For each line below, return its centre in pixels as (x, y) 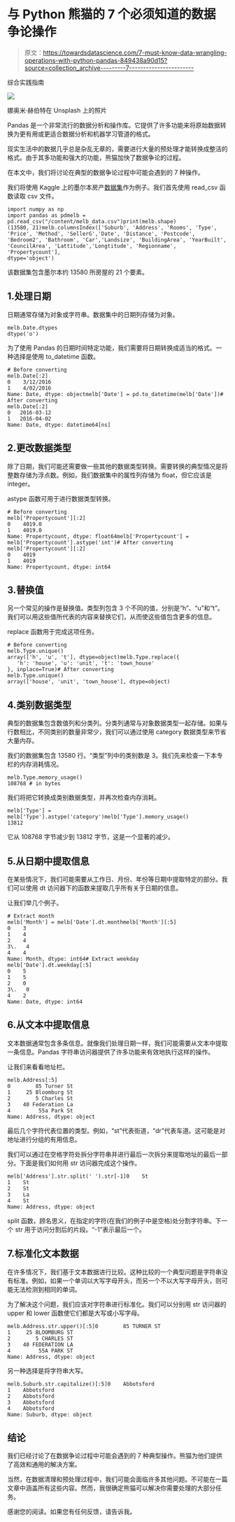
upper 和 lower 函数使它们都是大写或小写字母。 (75, 1313)
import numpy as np (36, 209)
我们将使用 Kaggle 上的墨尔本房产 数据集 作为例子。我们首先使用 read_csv (113, 187)
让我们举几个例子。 (35, 903)
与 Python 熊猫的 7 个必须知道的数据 (112, 14)
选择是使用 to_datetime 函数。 (56, 356)
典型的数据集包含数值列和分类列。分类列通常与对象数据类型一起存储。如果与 (117, 723)
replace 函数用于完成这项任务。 (53, 632)
